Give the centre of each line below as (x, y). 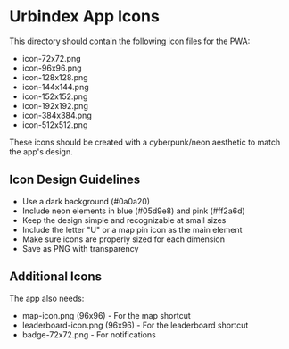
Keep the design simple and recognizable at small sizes (124, 220)
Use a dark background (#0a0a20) (86, 201)
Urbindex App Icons (85, 17)
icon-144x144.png (55, 87)
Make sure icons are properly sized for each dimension (124, 239)
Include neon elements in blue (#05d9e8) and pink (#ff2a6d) (133, 211)
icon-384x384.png (57, 115)
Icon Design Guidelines (75, 180)
